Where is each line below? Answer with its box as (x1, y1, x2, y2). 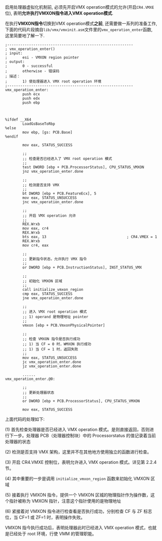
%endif (5, 134, 18, 139)
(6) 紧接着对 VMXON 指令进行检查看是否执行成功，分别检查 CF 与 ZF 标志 (5, 509, 152, 514)
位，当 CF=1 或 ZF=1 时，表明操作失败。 (5, 514, 85, 520)
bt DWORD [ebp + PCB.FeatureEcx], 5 (22, 191, 97, 196)
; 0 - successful (5, 64, 53, 68)
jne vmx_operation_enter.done (22, 296, 83, 301)
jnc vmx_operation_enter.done (22, 200, 83, 205)
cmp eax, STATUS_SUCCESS (22, 291, 73, 296)
